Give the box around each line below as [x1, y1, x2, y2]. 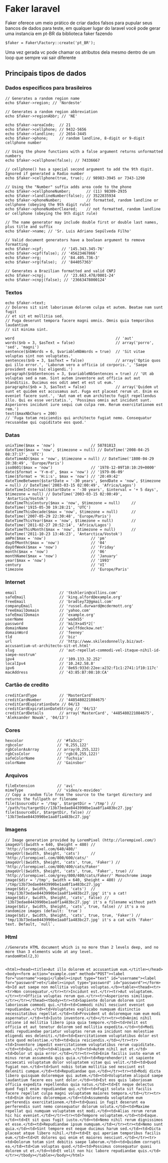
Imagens [5, 826, 27, 833]
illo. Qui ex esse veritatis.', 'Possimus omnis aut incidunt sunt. [5, 397, 152, 402]
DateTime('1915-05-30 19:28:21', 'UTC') [5, 505, 92, 510]
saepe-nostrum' [5, 652, 37, 657]
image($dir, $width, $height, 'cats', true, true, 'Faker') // [5, 913, 141, 918]
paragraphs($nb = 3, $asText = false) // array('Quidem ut [5, 384, 158, 389]
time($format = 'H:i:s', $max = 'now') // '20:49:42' [5, 474, 121, 479]
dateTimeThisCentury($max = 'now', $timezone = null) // [5, 501, 136, 506]
